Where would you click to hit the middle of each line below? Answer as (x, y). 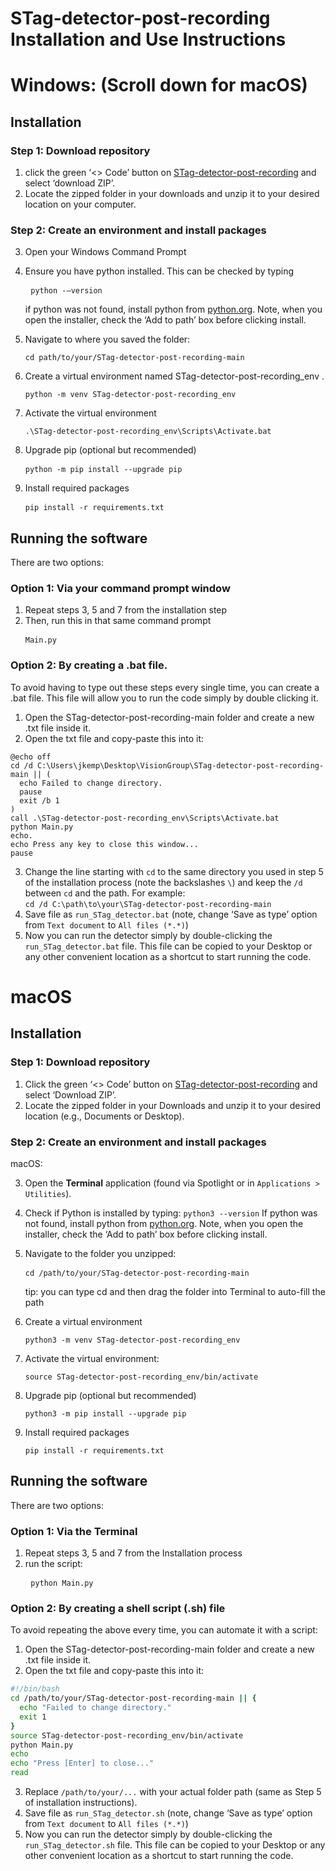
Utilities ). (48, 1193)
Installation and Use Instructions (148, 39)
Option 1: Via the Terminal (74, 1531)
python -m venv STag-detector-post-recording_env (130, 395)
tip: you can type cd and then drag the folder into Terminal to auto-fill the (175, 1291)
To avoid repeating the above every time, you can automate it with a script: (164, 1630)
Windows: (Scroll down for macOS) (159, 85)
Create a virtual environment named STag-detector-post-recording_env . (174, 376)
